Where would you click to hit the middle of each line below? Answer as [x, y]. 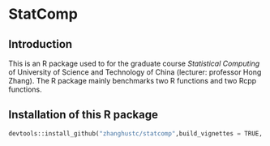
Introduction [41, 44]
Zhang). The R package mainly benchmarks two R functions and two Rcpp [133, 81]
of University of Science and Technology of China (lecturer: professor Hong [135, 72]
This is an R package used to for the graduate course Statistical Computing [134, 63]
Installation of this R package [83, 115]
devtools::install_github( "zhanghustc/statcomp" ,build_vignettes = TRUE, [136, 133]
